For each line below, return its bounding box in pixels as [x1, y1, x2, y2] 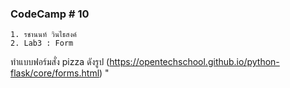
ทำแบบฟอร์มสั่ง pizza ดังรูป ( [10, 56, 110, 68]
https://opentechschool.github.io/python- [109, 56, 280, 68]
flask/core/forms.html [10, 67, 100, 79]
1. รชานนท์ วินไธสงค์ [10, 30, 77, 40]
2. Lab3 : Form [10, 38, 74, 49]
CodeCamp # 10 [10, 7, 90, 21]
